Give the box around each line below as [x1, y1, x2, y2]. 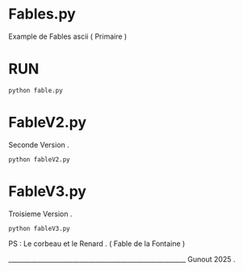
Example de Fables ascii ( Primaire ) [8, 31, 128, 41]
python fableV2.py [8, 155, 70, 164]
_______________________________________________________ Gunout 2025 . [8, 254, 236, 264]
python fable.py [8, 86, 63, 94]
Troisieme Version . [8, 209, 73, 219]
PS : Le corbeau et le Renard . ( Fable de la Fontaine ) [8, 239, 186, 248]
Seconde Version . [8, 140, 70, 149]
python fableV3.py [8, 224, 70, 232]
